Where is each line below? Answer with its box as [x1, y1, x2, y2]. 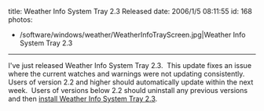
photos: [8, 15, 33, 24]
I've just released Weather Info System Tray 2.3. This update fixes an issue [8, 61, 252, 70]
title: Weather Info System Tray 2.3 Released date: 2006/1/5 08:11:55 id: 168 [8, 7, 253, 16]
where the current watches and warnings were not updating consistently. [8, 70, 245, 78]
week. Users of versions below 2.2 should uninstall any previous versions [8, 86, 248, 95]
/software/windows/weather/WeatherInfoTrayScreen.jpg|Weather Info [19, 30, 246, 39]
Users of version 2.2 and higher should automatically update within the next [8, 77, 254, 87]
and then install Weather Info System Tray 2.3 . [8, 94, 158, 103]
